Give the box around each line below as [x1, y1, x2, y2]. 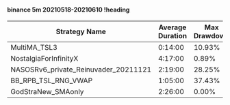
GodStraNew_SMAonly [10, 87, 84, 97]
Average [158, 22, 187, 32]
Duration [157, 31, 187, 41]
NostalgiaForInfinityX [10, 54, 79, 63]
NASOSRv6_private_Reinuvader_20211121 [10, 65, 152, 74]
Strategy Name [55, 27, 106, 37]
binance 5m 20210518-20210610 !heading [7, 5, 130, 14]
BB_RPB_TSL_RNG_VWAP [10, 76, 93, 85]
